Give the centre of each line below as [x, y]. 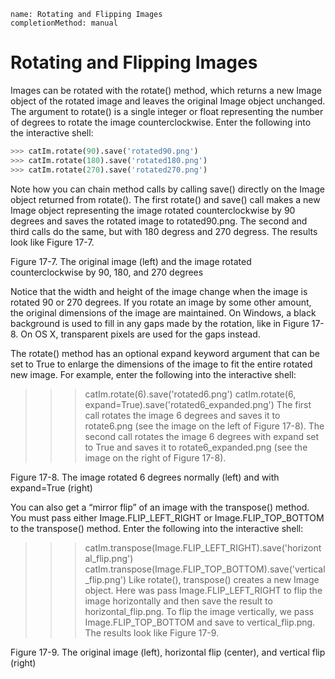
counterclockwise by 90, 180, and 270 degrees [107, 272]
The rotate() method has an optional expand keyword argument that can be [165, 353]
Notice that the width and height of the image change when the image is [159, 291]
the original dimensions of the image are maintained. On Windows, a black [163, 312]
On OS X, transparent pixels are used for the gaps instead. [140, 334]
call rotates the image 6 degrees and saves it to [182, 415]
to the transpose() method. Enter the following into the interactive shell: [157, 528]
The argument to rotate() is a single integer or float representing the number [167, 111]
